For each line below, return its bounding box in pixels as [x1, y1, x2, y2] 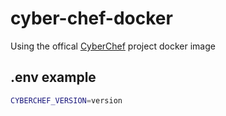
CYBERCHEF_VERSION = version [10, 95, 123, 106]
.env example [10, 69, 97, 86]
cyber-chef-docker [10, 7, 173, 30]
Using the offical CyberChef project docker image [10, 40, 216, 52]
